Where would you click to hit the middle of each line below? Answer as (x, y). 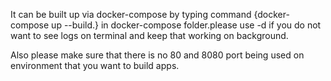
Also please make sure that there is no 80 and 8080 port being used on (157, 55)
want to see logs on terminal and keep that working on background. (149, 35)
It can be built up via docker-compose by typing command (131, 14)
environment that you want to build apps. (95, 65)
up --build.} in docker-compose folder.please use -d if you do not (186, 25)
